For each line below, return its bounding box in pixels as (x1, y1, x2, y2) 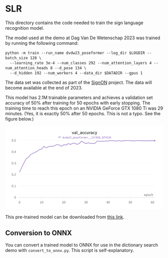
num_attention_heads (5, 65, 49, 70)
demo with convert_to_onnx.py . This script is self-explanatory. (5, 247, 134, 253)
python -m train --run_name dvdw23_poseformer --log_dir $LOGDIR (5, 50, 145, 55)
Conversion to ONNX (5, 228, 72, 237)
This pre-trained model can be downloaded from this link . (5, 214, 125, 220)
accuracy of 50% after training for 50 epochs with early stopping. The (5, 100, 150, 106)
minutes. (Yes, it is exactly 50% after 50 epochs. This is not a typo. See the (5, 110, 161, 116)
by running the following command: (5, 40, 79, 46)
